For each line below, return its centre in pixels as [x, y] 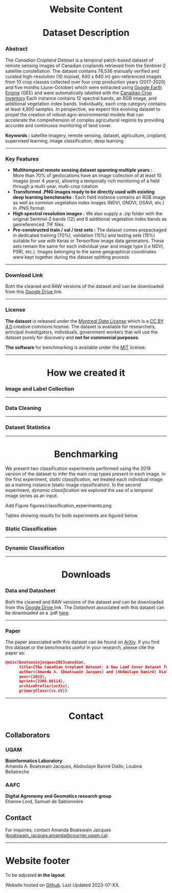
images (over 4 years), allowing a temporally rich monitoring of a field [86, 181]
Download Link [24, 275]
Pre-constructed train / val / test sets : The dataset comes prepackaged [90, 230]
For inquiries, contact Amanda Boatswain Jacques [58, 830]
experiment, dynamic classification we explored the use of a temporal [79, 490]
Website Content [86, 9]
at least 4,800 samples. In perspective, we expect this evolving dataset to [83, 109]
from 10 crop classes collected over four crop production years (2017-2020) [85, 82]
